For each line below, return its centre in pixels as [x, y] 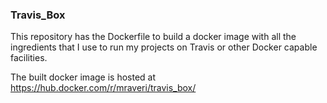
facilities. [29, 58]
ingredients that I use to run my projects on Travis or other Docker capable [164, 47]
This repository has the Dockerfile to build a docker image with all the [153, 37]
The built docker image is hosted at [83, 77]
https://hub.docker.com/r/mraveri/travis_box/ [103, 88]
